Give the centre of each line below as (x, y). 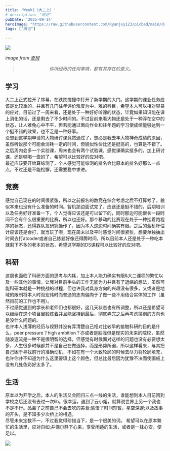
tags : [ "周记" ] (20, 29)
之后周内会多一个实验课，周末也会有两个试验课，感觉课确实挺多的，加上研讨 (85, 150)
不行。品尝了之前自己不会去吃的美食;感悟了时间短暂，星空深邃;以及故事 (89, 408)
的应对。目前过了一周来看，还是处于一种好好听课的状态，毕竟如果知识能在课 (85, 112)
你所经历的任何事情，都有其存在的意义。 (91, 69)
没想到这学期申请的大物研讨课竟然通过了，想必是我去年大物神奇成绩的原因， (85, 137)
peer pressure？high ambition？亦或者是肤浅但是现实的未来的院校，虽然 (89, 333)
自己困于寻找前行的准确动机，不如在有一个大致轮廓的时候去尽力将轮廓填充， (85, 352)
